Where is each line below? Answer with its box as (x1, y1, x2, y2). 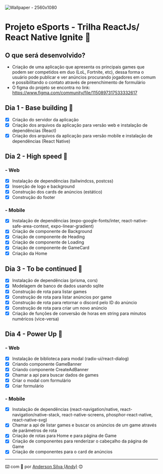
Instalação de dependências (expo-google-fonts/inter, (12, 218, 121, 224)
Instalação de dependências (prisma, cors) (12, 278, 98, 283)
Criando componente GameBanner (12, 361, 82, 367)
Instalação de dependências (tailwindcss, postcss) (12, 178, 114, 184)
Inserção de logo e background (12, 183, 75, 189)
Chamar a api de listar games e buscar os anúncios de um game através (12, 422, 157, 428)
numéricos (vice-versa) (12, 316, 59, 322)
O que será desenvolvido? (5, 51, 86, 59)
